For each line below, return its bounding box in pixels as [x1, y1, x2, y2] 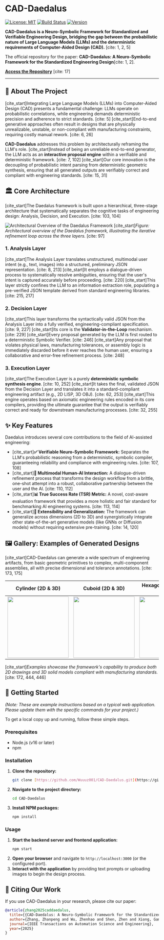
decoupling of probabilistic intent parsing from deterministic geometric [5, 162, 147, 168]
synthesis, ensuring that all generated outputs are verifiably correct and [5, 167, 149, 173]
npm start [12, 846, 33, 852]
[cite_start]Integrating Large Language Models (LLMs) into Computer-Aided [5, 100, 157, 106]
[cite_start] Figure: [114, 223, 150, 228]
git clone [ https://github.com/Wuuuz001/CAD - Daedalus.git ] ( [12, 778, 137, 783]
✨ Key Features [5, 421, 53, 429]
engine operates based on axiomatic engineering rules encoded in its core [5, 396, 155, 402]
